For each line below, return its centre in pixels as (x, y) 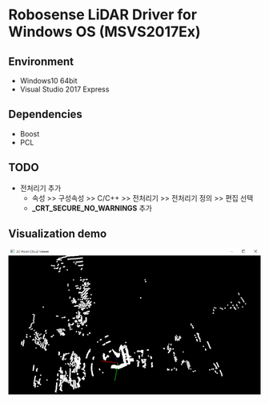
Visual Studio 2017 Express (64, 89)
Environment (41, 61)
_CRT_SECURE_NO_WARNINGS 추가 (92, 208)
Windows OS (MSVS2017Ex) (105, 32)
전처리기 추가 (40, 188)
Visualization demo (58, 234)
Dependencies (45, 114)
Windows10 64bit (48, 81)
